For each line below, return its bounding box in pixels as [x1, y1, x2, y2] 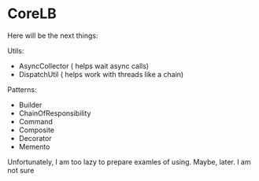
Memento [18, 142, 50, 151]
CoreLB [7, 5, 57, 23]
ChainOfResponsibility [18, 108, 91, 118]
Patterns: [7, 84, 37, 94]
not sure [7, 165, 35, 175]
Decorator [18, 133, 52, 142]
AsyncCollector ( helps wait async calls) [18, 61, 150, 71]
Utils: [7, 46, 24, 55]
